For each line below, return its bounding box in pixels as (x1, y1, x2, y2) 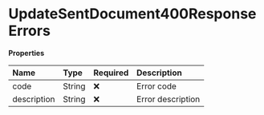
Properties (8, 48, 45, 57)
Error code (136, 81, 177, 92)
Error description (136, 93, 201, 105)
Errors (8, 22, 51, 40)
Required (93, 67, 129, 78)
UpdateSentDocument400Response (8, 5, 257, 23)
